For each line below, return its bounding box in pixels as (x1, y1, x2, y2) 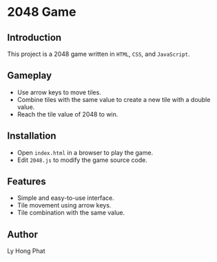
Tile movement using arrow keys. (17, 201, 112, 210)
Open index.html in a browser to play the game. (17, 148, 154, 157)
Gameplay (7, 70, 52, 81)
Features (7, 176, 46, 188)
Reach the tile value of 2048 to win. (17, 110, 118, 118)
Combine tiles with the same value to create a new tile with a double (17, 95, 211, 103)
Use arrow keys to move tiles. (17, 88, 101, 97)
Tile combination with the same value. (17, 208, 125, 217)
